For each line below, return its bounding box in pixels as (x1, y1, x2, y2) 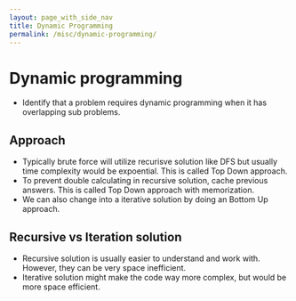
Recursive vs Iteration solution (9, 229, 182, 245)
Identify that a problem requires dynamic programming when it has (21, 97, 268, 108)
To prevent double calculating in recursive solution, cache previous (21, 175, 268, 186)
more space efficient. (21, 281, 100, 292)
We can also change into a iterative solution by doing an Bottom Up (21, 194, 268, 205)
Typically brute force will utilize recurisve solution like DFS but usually (21, 157, 278, 167)
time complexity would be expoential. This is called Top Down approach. (21, 166, 288, 176)
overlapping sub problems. (21, 107, 121, 118)
